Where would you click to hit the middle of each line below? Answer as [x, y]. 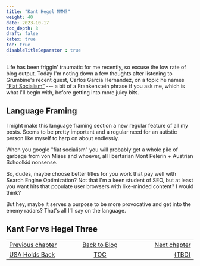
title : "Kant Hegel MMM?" [38, 12]
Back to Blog [100, 245]
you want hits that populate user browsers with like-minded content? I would [100, 186]
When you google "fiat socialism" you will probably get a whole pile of [92, 150]
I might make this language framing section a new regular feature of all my [97, 125]
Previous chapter [33, 245]
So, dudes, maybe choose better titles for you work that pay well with [91, 173]
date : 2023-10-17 [28, 23]
